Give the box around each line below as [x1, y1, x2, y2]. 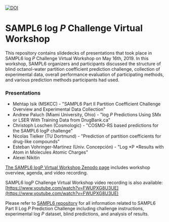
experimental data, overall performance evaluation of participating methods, [5, 71, 164, 77]
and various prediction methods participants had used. [5, 76, 120, 83]
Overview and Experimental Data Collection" [12, 106, 106, 112]
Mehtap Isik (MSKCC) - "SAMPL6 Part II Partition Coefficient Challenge [12, 101, 161, 107]
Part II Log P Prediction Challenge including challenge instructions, [5, 205, 144, 212]
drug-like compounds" [12, 139, 60, 145]
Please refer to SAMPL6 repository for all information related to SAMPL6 [5, 200, 156, 206]
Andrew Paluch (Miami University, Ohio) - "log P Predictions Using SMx [12, 112, 161, 118]
